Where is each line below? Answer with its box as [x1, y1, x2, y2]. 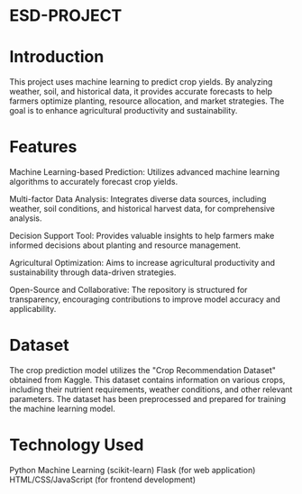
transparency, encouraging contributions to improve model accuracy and [9, 294, 281, 305]
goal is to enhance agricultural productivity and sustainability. [9, 105, 238, 116]
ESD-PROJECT [9, 5, 123, 26]
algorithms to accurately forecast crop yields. [9, 177, 178, 188]
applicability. [9, 304, 57, 315]
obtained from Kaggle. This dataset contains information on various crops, [9, 375, 286, 385]
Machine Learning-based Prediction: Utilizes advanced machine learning [9, 167, 280, 178]
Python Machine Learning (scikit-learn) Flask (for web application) [9, 464, 256, 475]
